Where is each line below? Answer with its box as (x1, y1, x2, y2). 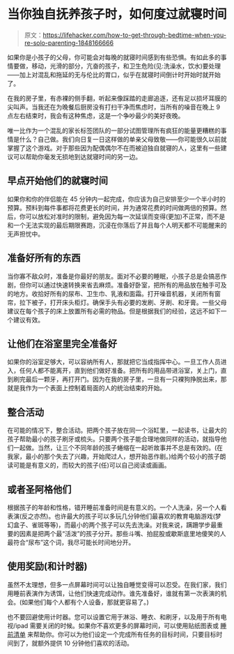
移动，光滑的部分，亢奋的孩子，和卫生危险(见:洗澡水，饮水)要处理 (31, 61, 221, 70)
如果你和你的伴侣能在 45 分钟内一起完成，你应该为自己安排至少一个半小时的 (7, 195, 226, 203)
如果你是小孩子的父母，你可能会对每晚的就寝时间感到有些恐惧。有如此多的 (7, 53, 221, 61)
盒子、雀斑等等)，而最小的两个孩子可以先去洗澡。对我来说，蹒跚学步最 (13, 521, 217, 529)
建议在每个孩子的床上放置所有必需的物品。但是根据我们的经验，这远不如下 (7, 306, 221, 315)
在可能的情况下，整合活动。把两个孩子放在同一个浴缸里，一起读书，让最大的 (7, 426, 227, 435)
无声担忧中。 (7, 230, 44, 238)
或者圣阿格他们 (7, 483, 72, 496)
